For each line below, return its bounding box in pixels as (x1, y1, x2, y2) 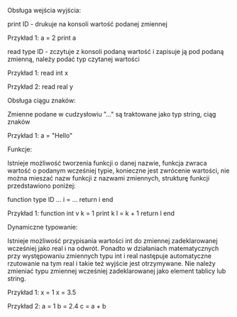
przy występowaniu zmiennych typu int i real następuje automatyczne (7, 252, 211, 260)
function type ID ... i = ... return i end (7, 195, 114, 203)
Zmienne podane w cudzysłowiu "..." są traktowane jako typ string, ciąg (7, 110, 216, 118)
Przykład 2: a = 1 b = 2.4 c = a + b (7, 302, 106, 310)
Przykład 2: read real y (7, 82, 73, 91)
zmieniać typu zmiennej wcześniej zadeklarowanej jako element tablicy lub (7, 267, 226, 275)
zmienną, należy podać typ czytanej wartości (7, 55, 140, 63)
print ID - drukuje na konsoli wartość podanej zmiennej (7, 20, 168, 28)
